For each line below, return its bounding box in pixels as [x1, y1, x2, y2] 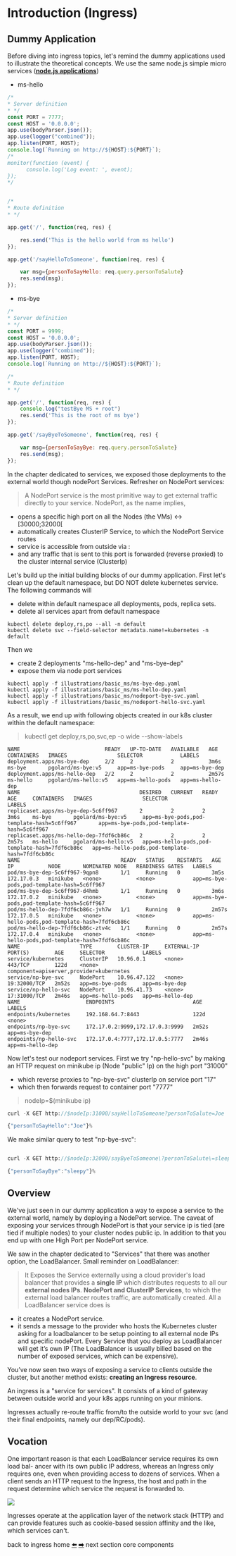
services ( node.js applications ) [7, 67, 100, 75]
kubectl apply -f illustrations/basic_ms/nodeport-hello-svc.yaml [7, 698, 206, 705]
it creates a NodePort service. [17, 1314, 105, 1323]
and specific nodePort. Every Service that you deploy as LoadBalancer [17, 1337, 223, 1345]
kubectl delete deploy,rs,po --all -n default [7, 620, 146, 628]
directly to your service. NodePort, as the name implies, [24, 498, 186, 507]
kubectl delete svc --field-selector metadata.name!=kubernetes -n [7, 626, 209, 634]
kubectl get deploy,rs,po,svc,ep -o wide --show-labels [24, 731, 183, 741]
